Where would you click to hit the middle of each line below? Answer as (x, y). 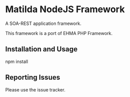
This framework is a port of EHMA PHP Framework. (59, 33)
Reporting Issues (33, 77)
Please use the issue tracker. (35, 89)
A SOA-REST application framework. (43, 23)
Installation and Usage (41, 49)
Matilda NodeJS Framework (65, 9)
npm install (17, 61)
